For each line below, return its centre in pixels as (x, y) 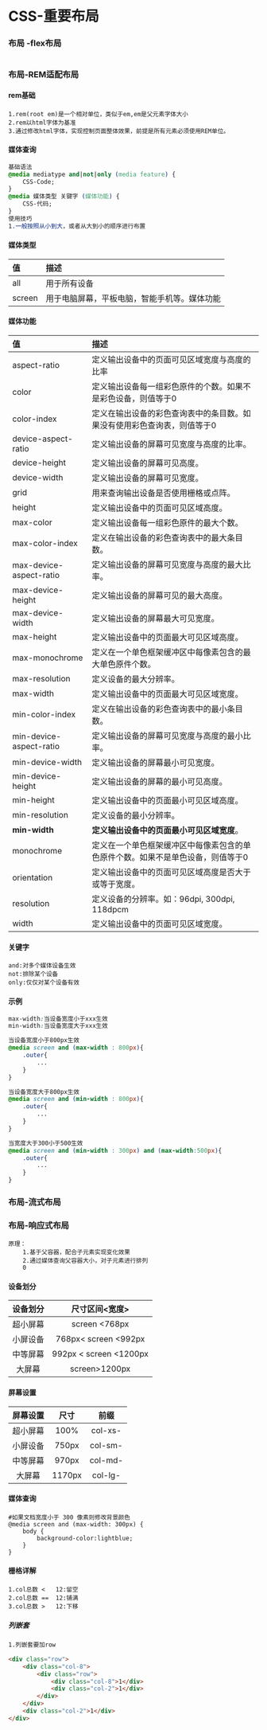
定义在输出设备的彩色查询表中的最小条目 (168, 709)
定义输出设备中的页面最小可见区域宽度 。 (168, 830)
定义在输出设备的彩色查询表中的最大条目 (168, 538)
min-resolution (41, 815)
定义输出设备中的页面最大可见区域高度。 (168, 638)
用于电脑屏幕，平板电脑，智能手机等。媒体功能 (133, 298)
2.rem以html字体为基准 (42, 123)
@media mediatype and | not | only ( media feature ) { (92, 174)
